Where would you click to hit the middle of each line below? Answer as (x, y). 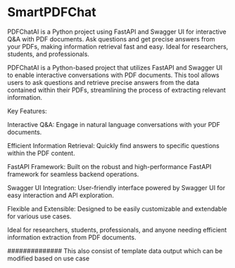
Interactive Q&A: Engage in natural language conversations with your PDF (114, 124)
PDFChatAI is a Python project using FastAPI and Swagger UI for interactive (117, 32)
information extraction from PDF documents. (72, 237)
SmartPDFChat (52, 12)
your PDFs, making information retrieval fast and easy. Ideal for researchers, (118, 46)
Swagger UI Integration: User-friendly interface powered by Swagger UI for (116, 187)
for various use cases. (39, 216)
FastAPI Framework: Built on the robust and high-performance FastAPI (109, 166)
